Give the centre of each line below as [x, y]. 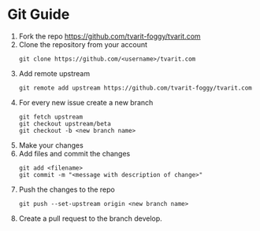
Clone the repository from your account [83, 44]
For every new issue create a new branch [86, 102]
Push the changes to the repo [67, 189]
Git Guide [39, 15]
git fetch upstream [51, 117]
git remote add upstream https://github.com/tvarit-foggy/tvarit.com [136, 88]
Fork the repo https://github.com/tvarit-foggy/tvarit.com [110, 36]
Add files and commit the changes [74, 153]
